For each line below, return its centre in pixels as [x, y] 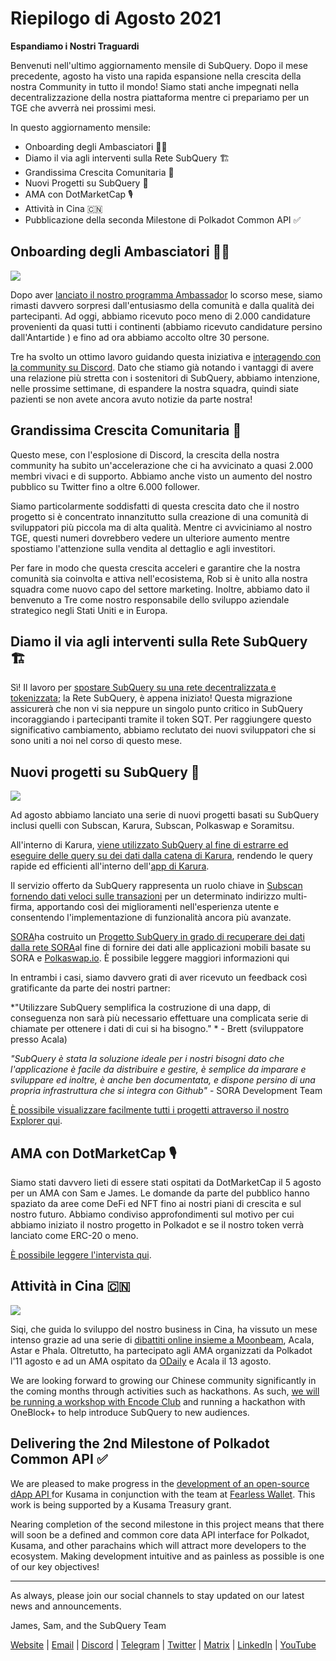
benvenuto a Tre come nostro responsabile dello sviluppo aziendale [150, 599]
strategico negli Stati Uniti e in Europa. [89, 610]
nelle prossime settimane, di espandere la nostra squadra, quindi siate [154, 388]
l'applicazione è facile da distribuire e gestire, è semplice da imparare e [158, 1069]
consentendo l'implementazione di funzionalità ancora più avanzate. [151, 918]
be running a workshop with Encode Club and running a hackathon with [158, 1401]
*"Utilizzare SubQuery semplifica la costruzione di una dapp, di [140, 1008]
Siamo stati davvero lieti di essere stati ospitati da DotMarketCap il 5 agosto [166, 1182]
